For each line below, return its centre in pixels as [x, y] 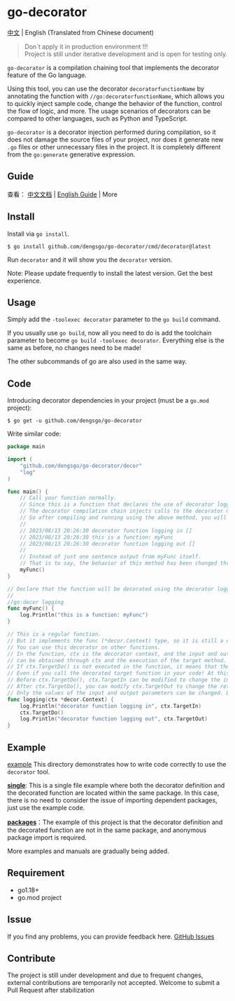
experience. [24, 281]
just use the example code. [46, 808]
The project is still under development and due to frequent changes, [105, 975]
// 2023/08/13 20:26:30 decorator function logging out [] [108, 544]
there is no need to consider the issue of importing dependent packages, [113, 800]
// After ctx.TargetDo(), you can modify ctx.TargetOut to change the [112, 687]
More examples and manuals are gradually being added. [88, 851]
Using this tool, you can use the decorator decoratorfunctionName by [106, 88]
